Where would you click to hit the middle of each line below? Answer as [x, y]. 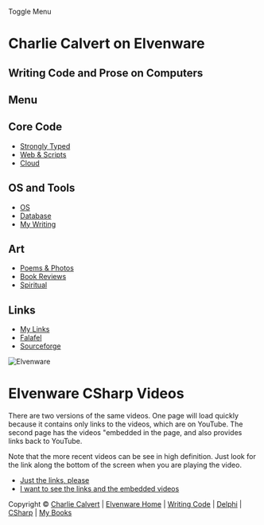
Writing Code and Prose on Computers [106, 73]
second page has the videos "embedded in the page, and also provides [125, 433]
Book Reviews [43, 277]
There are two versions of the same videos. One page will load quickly [124, 416]
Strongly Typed [45, 146]
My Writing [38, 224]
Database [35, 216]
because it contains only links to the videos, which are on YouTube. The [126, 424]
